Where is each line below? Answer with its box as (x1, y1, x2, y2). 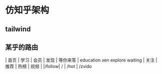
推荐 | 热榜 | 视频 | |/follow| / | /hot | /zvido (5, 63, 92, 69)
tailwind (5, 24, 31, 33)
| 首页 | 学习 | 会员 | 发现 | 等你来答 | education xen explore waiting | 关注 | (5, 57, 157, 63)
